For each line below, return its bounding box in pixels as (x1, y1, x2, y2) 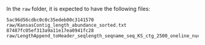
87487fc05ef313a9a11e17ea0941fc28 (6, 27, 95, 33)
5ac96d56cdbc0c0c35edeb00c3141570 (6, 17, 95, 23)
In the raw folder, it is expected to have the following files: (6, 5, 151, 12)
